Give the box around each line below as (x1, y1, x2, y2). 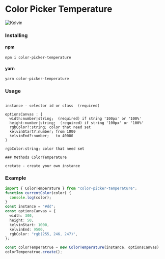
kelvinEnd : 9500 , (9, 227, 45, 232)
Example (5, 174, 27, 181)
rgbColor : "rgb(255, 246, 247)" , (9, 231, 78, 236)
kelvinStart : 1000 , (9, 222, 50, 227)
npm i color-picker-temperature (5, 55, 71, 60)
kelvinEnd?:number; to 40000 (9, 133, 74, 138)
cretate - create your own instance (5, 163, 80, 168)
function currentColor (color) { (5, 190, 71, 195)
